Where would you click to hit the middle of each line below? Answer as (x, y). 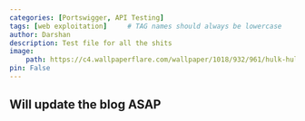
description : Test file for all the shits (91, 43)
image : (22, 51)
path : (36, 60)
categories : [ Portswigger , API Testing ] (87, 18)
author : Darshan (40, 34)
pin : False (30, 69)
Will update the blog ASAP (85, 105)
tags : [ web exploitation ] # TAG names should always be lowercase (146, 26)
